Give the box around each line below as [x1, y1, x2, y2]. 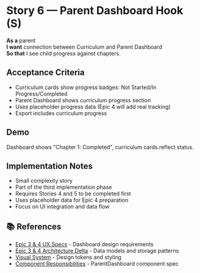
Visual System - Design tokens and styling [15, 253, 122, 261]
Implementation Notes [6, 161, 93, 171]
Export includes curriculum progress [15, 109, 107, 116]
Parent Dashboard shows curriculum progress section [15, 96, 151, 104]
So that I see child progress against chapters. [6, 49, 121, 57]
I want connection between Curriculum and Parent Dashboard [6, 43, 163, 51]
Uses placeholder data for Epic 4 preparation [15, 196, 129, 204]
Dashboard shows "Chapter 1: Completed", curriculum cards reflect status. [6, 143, 194, 151]
